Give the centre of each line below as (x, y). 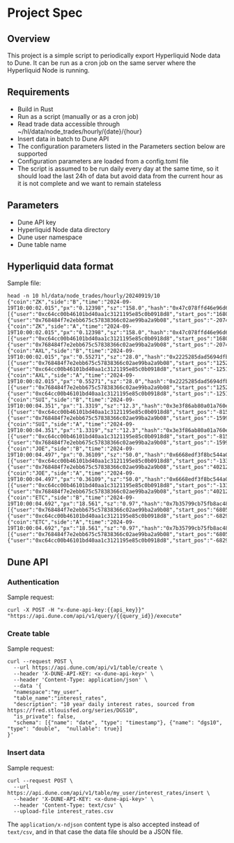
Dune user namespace (50, 237)
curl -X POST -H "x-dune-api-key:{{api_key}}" (76, 610)
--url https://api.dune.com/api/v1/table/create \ (88, 668)
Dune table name (42, 244)
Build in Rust (35, 109)
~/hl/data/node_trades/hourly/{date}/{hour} (80, 131)
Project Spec (45, 13)
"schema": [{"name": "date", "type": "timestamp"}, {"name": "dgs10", (118, 723)
